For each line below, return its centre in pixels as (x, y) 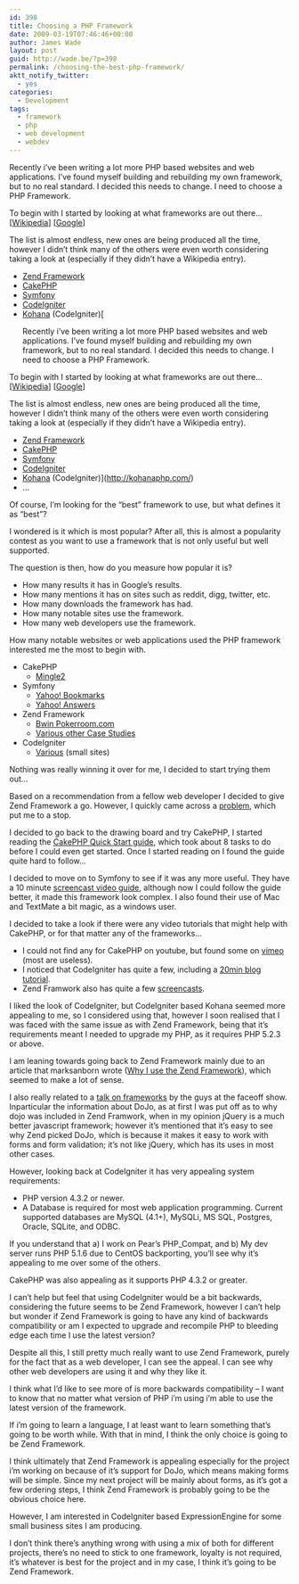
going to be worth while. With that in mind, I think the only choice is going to (149, 1434)
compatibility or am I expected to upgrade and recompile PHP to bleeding (144, 1325)
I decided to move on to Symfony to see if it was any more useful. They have (149, 878)
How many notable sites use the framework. (103, 613)
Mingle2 (50, 676)
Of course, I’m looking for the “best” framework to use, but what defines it (145, 504)
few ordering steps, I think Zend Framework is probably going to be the (139, 1489)
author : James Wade (45, 42)
